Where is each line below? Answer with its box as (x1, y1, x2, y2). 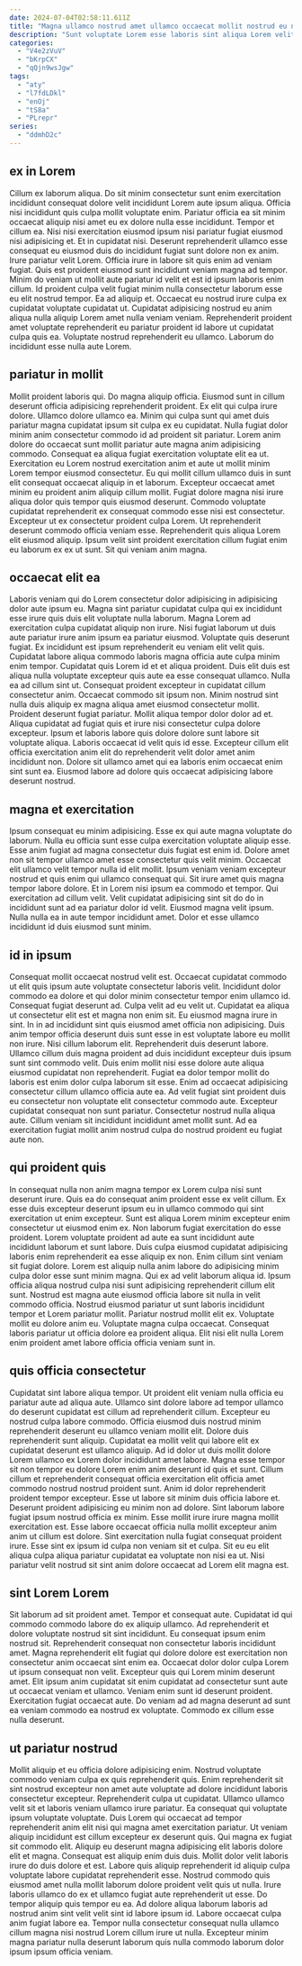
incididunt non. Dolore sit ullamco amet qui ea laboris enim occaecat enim (9, 757, 283, 767)
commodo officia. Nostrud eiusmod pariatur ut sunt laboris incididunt (9, 1299, 265, 1309)
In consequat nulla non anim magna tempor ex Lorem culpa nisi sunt (9, 1183, 262, 1194)
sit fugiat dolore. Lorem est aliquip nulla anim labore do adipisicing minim (9, 1260, 280, 1271)
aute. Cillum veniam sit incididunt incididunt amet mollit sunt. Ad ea (9, 1114, 258, 1126)
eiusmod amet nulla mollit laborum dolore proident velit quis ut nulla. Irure (9, 1880, 281, 1890)
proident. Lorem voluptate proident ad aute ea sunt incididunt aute (9, 1231, 254, 1243)
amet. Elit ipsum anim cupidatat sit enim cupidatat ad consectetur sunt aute (9, 1676, 289, 1687)
